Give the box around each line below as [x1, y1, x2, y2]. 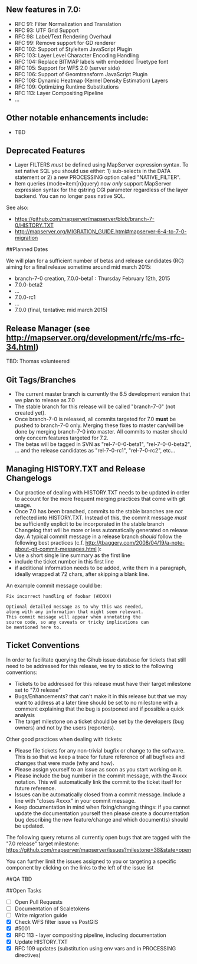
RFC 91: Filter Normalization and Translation [14, 20, 122, 27]
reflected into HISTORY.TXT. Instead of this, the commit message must [14, 514, 187, 521]
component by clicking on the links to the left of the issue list [6, 864, 154, 871]
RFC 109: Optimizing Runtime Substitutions [14, 83, 119, 90]
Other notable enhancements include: [6, 113, 149, 123]
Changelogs [6, 473, 52, 483]
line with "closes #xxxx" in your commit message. [14, 797, 136, 804]
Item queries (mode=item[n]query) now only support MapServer [14, 180, 172, 187]
